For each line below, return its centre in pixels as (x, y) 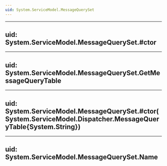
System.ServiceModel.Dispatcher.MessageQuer (82, 119)
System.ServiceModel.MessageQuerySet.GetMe (83, 73)
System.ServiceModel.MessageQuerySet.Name (82, 157)
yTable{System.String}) (43, 127)
